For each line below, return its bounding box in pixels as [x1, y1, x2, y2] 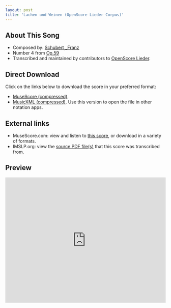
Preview [5, 163, 32, 172]
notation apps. [12, 104, 43, 110]
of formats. [12, 138, 36, 144]
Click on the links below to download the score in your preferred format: [5, 83, 156, 90]
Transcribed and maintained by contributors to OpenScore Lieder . [12, 55, 151, 62]
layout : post [5, 7, 33, 13]
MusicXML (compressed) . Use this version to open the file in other [12, 99, 152, 105]
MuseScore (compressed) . [12, 94, 69, 100]
